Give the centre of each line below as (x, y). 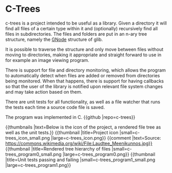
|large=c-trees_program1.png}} (38, 165)
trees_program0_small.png (33, 154)
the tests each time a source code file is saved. (55, 107)
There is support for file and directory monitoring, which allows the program (85, 70)
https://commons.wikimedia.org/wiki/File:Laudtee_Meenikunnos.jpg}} (79, 143)
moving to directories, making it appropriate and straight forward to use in (83, 55)
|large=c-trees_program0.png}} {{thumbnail (109, 154)
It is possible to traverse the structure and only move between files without (84, 49)
